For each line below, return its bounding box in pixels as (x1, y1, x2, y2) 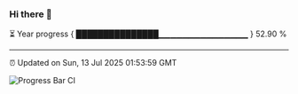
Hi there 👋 (9, 8, 53, 20)
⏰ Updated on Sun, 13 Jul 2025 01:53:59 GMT (9, 58, 177, 68)
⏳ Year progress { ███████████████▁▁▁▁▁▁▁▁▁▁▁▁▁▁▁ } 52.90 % (9, 28, 287, 39)
